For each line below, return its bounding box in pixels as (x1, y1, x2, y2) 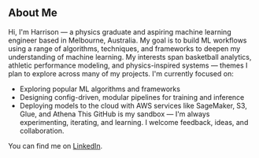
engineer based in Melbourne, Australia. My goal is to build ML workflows (8, 35, 247, 45)
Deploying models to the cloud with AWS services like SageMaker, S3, (19, 101, 248, 110)
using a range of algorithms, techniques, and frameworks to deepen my (8, 43, 241, 53)
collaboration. (19, 126, 65, 135)
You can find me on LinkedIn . (8, 141, 103, 150)
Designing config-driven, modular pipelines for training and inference (19, 92, 245, 101)
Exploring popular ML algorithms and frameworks (19, 84, 181, 94)
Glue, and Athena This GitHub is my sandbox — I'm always (19, 109, 210, 119)
